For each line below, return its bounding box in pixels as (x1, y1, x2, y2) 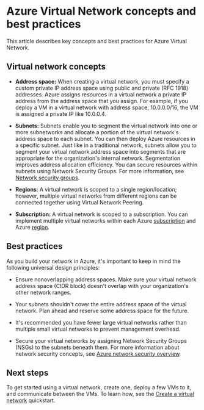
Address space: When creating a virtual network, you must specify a (15, 77, 189, 85)
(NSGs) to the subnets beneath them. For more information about (15, 343, 180, 351)
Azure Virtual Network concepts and (6, 4, 197, 18)
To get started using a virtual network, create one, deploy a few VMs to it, (6, 384, 191, 391)
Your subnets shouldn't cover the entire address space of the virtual (15, 300, 187, 307)
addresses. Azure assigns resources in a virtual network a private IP (15, 90, 187, 98)
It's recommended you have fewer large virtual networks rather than (15, 318, 188, 326)
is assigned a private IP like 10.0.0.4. (15, 110, 107, 117)
